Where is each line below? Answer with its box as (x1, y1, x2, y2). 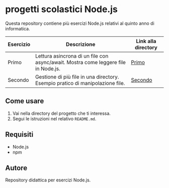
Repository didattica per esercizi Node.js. (5, 177, 91, 183)
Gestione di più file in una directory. (35, 73, 119, 80)
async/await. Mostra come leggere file (35, 59, 126, 66)
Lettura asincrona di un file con (35, 52, 109, 59)
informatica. (5, 25, 30, 31)
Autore (5, 163, 28, 172)
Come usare (5, 97, 44, 106)
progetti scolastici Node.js (5, 4, 118, 15)
